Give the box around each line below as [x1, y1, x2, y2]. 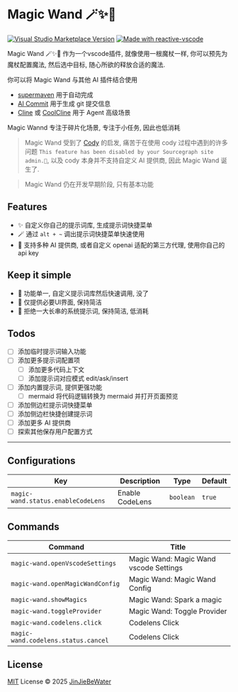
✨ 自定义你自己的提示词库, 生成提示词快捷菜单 [17, 221, 153, 229]
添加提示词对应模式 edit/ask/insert [28, 374, 129, 382]
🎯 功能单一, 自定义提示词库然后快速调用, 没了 [17, 289, 149, 297]
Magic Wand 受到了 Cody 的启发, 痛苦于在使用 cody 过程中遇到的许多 [24, 138, 228, 147]
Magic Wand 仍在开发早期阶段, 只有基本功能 [24, 179, 154, 189]
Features [7, 201, 47, 213]
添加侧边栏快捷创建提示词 [17, 409, 93, 418]
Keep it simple [7, 269, 72, 281]
